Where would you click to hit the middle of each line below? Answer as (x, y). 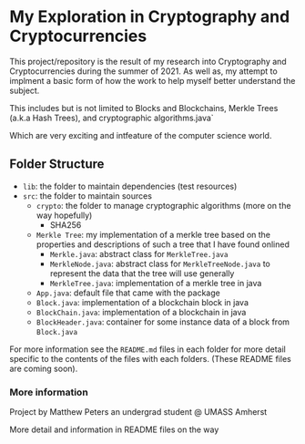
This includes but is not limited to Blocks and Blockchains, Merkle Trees (144, 108)
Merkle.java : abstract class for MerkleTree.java (139, 253)
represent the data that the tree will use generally (142, 273)
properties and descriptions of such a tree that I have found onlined (163, 244)
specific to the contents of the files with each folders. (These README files (150, 358)
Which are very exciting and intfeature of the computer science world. (141, 135)
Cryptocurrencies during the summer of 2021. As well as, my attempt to (143, 71)
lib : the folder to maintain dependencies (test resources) (130, 186)
